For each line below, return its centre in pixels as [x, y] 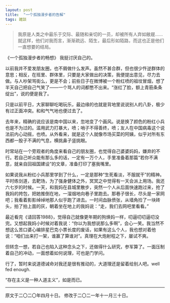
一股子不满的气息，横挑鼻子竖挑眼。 [52, 141]
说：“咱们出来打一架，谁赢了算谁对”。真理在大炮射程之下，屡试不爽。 [78, 236]
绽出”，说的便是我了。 [29, 94]
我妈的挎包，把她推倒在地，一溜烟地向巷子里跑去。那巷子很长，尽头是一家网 [85, 194]
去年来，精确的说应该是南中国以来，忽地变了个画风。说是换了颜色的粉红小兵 [85, 121]
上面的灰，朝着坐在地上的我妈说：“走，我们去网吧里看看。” [88, 206]
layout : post [19, 10]
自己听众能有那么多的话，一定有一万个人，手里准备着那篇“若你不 [86, 158]
